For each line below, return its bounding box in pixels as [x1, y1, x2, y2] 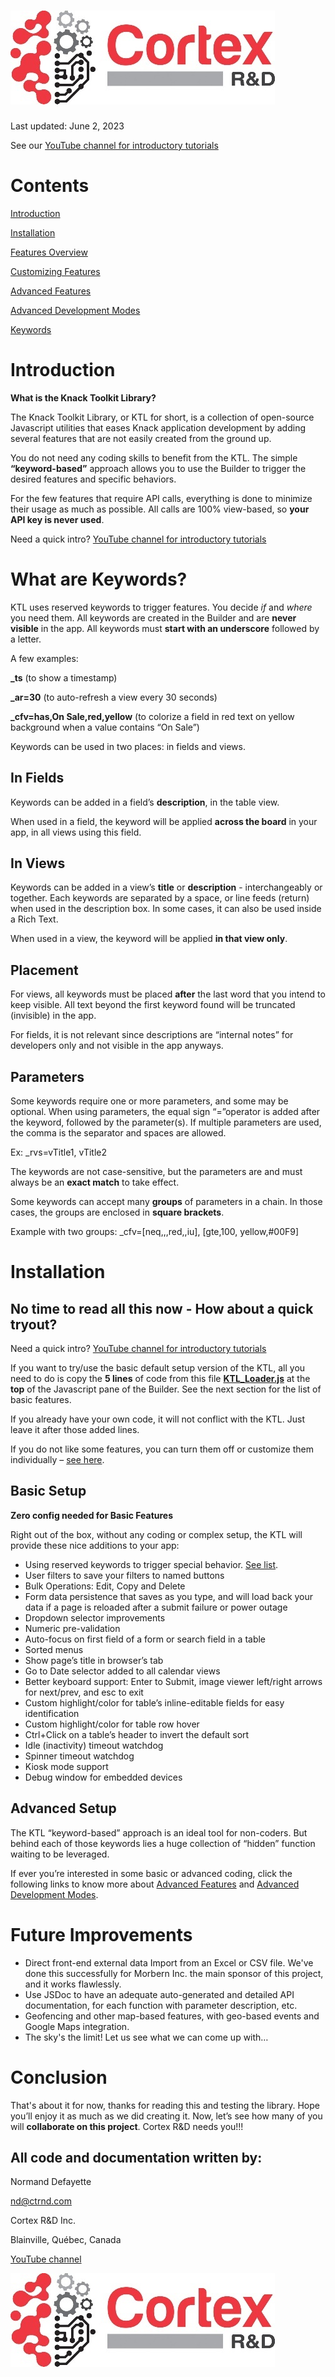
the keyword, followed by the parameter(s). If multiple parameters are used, [10, 1116, 322, 1128]
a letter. [10, 633, 42, 645]
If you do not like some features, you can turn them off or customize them [10, 1443, 314, 1455]
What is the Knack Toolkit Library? [10, 391, 157, 404]
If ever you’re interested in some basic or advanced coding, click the [10, 1867, 293, 1879]
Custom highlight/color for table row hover [24, 1718, 200, 1730]
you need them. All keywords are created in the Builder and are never [10, 611, 297, 624]
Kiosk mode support [24, 1760, 109, 1772]
